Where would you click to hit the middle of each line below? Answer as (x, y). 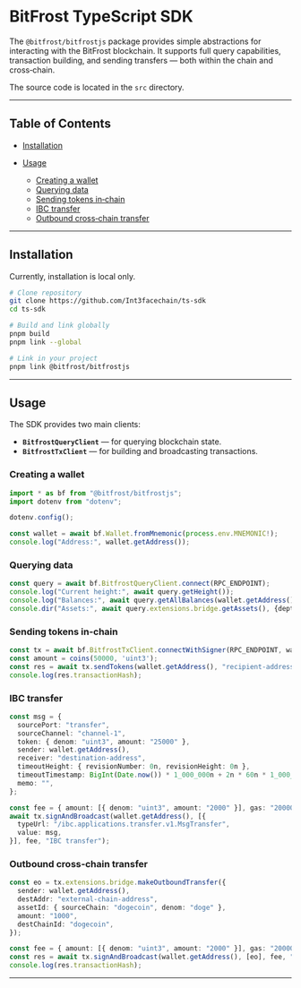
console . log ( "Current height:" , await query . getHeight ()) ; (122, 592)
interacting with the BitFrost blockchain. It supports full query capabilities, (145, 50)
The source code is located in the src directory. (97, 87)
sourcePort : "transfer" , (64, 725)
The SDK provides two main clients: (75, 425)
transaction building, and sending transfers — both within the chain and (141, 60)
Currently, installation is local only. (73, 276)
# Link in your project (54, 358)
